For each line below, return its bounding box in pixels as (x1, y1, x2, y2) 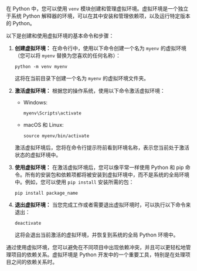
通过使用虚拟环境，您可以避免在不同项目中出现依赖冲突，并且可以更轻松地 (6, 244, 186, 250)
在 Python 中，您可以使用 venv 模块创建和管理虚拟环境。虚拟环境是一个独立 (6, 5, 189, 12)
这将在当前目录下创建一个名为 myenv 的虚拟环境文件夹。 (14, 75, 150, 82)
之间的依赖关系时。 (11, 259, 57, 265)
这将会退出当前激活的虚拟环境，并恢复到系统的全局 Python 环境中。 (14, 231, 179, 238)
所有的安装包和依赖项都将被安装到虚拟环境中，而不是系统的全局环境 (25, 171, 189, 178)
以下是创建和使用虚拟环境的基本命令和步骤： (6, 32, 114, 39)
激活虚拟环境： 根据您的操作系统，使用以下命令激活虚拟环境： (14, 87, 165, 94)
